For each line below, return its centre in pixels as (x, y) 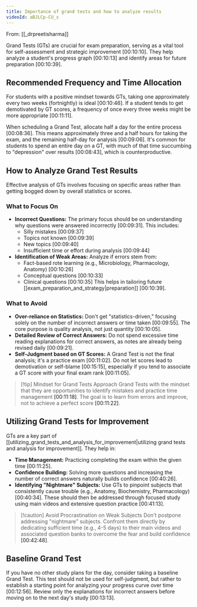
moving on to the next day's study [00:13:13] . (61, 598)
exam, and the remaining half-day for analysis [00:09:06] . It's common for (96, 140)
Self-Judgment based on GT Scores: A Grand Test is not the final (94, 354)
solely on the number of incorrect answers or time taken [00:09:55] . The (102, 323)
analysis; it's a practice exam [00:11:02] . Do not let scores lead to (93, 360)
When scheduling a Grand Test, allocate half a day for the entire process (94, 127)
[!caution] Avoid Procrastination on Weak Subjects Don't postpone (101, 515)
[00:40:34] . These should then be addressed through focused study (97, 497)
